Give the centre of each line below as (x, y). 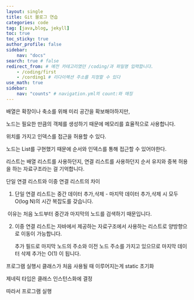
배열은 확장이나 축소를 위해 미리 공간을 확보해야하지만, (68, 111)
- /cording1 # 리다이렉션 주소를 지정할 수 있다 (68, 77)
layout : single (25, 11)
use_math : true (25, 83)
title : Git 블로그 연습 (32, 17)
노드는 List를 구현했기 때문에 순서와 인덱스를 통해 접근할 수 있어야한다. (86, 149)
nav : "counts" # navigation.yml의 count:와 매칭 (75, 94)
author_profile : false (34, 45)
